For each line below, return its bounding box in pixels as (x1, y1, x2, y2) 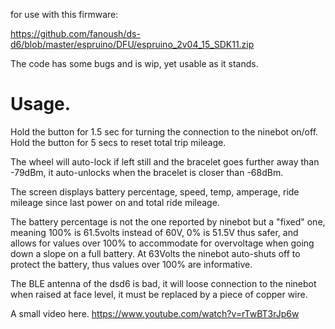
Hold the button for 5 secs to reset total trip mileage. (10, 136, 227, 148)
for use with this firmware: (10, 9, 119, 20)
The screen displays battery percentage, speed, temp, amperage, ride (10, 185, 300, 198)
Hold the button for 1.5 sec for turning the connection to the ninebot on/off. (10, 125, 319, 138)
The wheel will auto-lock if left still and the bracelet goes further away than (10, 155, 320, 168)
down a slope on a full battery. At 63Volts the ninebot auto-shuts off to (10, 247, 301, 259)
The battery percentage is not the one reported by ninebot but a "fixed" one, (10, 215, 326, 228)
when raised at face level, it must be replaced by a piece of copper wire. (10, 288, 308, 300)
